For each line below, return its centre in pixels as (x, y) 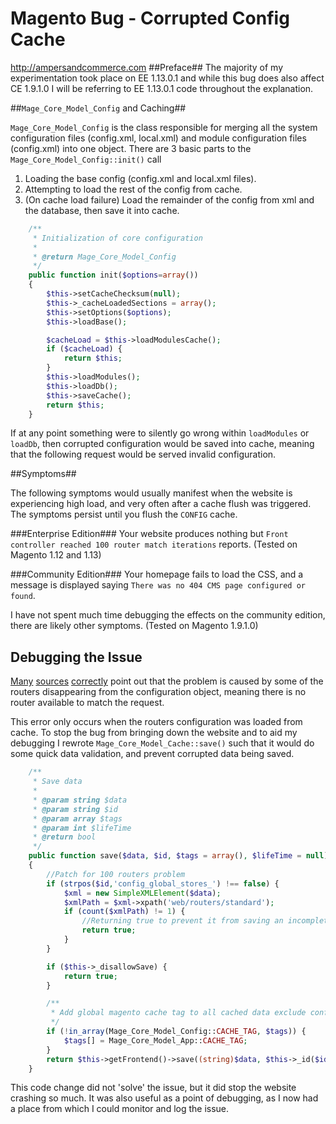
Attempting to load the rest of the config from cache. (133, 189)
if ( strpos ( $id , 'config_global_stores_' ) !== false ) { (163, 883)
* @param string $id (75, 809)
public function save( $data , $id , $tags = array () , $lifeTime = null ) (178, 856)
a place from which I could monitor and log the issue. (120, 1109)
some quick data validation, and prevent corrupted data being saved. (152, 754)
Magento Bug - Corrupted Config (150, 18)
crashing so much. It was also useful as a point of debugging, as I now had (164, 1098)
